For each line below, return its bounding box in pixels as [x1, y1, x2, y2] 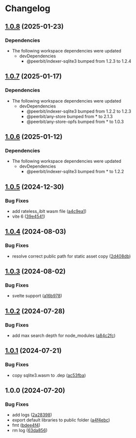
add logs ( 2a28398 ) [12, 412, 52, 418]
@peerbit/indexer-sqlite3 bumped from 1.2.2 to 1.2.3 [26, 108, 131, 114]
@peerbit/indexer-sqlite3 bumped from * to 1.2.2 [26, 169, 124, 175]
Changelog [5, 3, 51, 14]
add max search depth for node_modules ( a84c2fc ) [12, 333, 116, 338]
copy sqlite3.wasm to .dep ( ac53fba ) [12, 372, 86, 378]
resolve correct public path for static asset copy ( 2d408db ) [12, 253, 131, 259]
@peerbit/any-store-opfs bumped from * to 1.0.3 [26, 119, 124, 124]
